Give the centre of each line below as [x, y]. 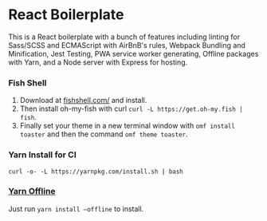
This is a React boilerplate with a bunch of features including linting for [124, 37]
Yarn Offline [32, 191]
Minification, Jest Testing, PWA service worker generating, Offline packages [133, 53]
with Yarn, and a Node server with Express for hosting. [98, 62]
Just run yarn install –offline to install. [76, 208]
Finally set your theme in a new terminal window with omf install [127, 126]
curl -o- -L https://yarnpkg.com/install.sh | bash [96, 172]
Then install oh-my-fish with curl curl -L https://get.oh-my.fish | [131, 109]
